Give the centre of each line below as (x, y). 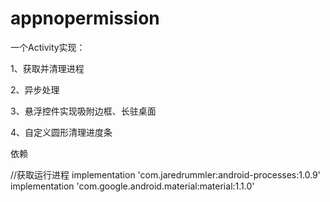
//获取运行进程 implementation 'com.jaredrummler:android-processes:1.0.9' (165, 174)
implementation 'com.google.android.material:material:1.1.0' (132, 186)
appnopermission (85, 18)
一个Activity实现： (48, 47)
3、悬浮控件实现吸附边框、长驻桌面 (83, 111)
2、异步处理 (35, 89)
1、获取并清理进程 (47, 68)
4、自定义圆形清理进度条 (61, 132)
